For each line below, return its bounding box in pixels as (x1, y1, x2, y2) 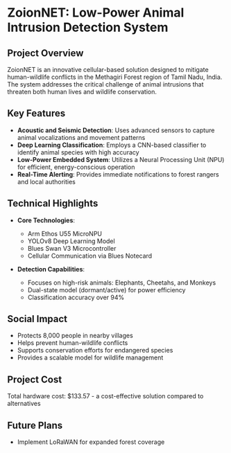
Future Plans (7, 419, 63, 431)
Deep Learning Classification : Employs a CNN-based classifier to (17, 141, 207, 149)
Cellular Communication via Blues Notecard (27, 251, 153, 260)
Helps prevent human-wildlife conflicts (17, 339, 128, 347)
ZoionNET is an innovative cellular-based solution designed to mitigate (7, 66, 209, 73)
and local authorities (17, 177, 76, 186)
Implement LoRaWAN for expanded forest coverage (17, 438, 165, 446)
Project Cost (7, 373, 62, 385)
